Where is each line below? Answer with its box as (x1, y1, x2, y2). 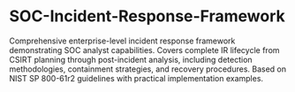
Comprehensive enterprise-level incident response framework (9, 35, 236, 46)
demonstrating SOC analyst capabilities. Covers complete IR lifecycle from (9, 44, 280, 55)
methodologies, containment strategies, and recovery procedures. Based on (9, 64, 287, 74)
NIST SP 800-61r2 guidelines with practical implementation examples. (9, 73, 263, 83)
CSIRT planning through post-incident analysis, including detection (9, 54, 253, 65)
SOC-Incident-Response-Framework (9, 6, 285, 27)
